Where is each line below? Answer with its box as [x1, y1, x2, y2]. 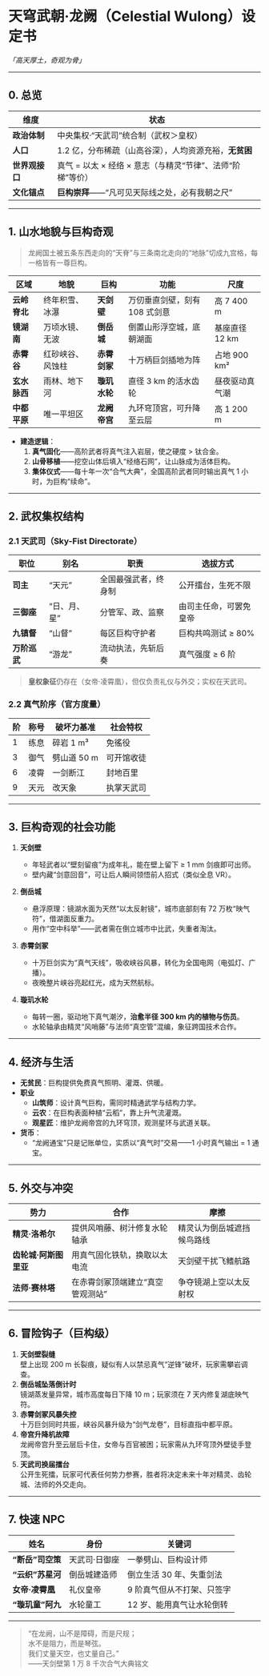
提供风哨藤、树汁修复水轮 [71, 1222, 168, 1233]
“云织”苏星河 [12, 1569, 62, 1580]
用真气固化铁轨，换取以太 [71, 1249, 168, 1261]
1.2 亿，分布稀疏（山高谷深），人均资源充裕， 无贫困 [57, 145, 252, 156]
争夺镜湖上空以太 [178, 1276, 243, 1287]
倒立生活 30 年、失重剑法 [126, 1569, 223, 1580]
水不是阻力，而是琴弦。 [27, 1638, 106, 1648]
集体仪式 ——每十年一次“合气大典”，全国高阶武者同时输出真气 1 [31, 466, 240, 476]
